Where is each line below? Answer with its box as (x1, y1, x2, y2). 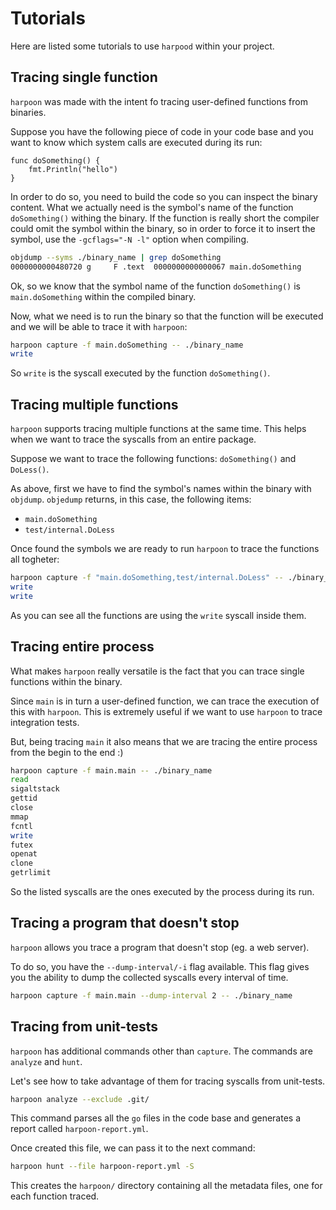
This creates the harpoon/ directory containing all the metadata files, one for (10, 1180, 323, 1192)
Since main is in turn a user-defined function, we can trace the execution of (10, 695, 320, 707)
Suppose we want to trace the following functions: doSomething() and (10, 453, 297, 465)
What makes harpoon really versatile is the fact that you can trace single (10, 665, 305, 677)
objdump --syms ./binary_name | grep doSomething (10, 252, 222, 262)
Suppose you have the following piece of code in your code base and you (10, 125, 314, 137)
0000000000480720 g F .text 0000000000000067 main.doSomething (10, 262, 302, 272)
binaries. (10, 106, 47, 118)
